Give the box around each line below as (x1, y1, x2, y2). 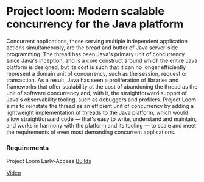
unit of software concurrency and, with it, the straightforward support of (6, 89, 188, 96)
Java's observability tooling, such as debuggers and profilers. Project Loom (6, 96, 197, 103)
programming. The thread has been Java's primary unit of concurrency (6, 50, 185, 57)
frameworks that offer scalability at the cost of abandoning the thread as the (6, 82, 198, 90)
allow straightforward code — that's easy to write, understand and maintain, (6, 115, 197, 123)
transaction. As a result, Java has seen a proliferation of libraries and (6, 76, 179, 84)
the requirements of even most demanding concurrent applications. (6, 128, 176, 136)
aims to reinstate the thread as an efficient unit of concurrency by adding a (6, 102, 194, 109)
